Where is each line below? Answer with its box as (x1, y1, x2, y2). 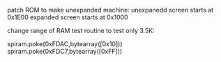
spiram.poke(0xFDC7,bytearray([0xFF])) (7, 48, 123, 55)
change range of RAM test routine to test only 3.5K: (7, 27, 155, 34)
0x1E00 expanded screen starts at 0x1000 (7, 13, 128, 21)
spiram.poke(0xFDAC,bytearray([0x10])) (7, 40, 123, 48)
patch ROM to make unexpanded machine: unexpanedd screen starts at (7, 6, 214, 14)
